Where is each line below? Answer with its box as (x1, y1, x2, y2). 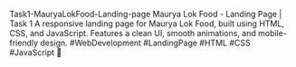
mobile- (257, 28, 288, 38)
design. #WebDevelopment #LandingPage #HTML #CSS (40, 37, 251, 48)
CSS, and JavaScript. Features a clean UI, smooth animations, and (9, 28, 256, 38)
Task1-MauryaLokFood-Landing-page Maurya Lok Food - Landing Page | (9, 9, 282, 19)
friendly (9, 37, 39, 48)
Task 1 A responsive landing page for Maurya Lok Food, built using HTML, (9, 18, 285, 29)
